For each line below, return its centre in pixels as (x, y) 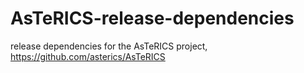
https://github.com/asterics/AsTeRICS (88, 56)
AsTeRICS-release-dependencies (152, 18)
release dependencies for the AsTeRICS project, (109, 46)
